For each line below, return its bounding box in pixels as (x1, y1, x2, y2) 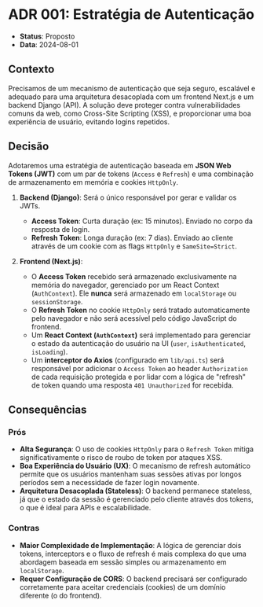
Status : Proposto (19, 31, 75, 41)
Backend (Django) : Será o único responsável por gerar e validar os (19, 193, 237, 202)
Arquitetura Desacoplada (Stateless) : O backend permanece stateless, (19, 486, 253, 496)
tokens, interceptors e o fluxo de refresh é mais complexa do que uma (19, 549, 247, 558)
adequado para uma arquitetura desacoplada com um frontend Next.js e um (8, 92, 254, 101)
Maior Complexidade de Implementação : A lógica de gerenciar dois (19, 540, 242, 550)
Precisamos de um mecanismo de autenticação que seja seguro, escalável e (8, 83, 256, 93)
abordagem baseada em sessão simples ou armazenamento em (19, 557, 227, 567)
